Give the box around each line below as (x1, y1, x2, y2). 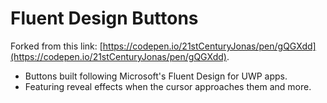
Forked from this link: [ (10, 40, 103, 52)
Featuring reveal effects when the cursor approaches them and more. (24, 80, 312, 92)
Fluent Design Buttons (10, 7, 199, 30)
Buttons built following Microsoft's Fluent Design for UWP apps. (24, 70, 288, 82)
